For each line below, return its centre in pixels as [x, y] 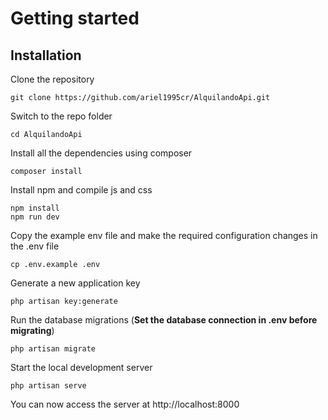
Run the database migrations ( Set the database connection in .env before [164, 320]
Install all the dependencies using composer [101, 153]
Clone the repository [52, 79]
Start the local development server [81, 367]
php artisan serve [48, 386]
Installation [46, 55]
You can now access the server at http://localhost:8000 [125, 404]
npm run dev [35, 217]
